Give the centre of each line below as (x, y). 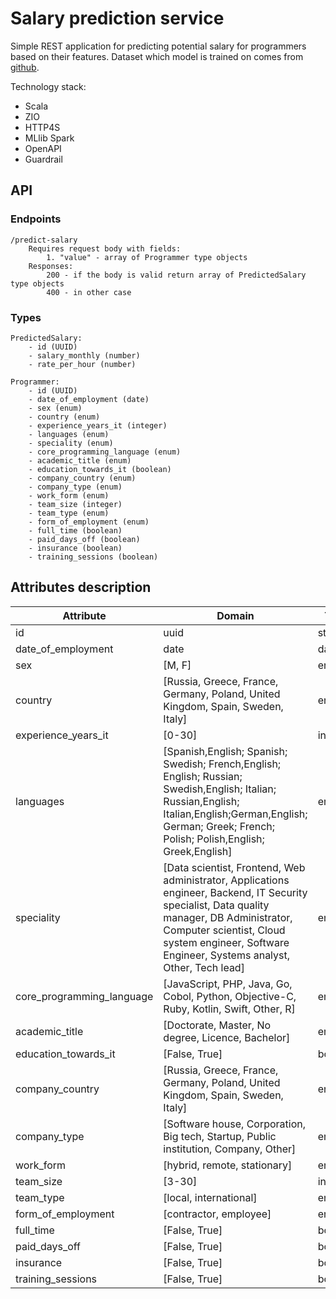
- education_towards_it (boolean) (100, 469)
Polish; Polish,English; (214, 839)
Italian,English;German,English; (235, 814)
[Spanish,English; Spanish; (225, 751)
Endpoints (36, 219)
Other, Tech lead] (204, 967)
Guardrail (43, 159)
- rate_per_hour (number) (82, 364)
